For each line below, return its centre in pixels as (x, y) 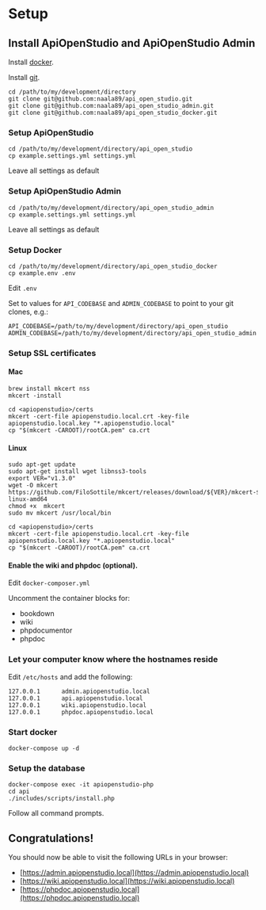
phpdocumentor (46, 630)
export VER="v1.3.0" (42, 479)
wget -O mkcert (33, 486)
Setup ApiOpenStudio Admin (65, 191)
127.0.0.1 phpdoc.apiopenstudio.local (81, 712)
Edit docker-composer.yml (49, 583)
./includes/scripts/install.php (61, 799)
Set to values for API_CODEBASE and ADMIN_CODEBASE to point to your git (121, 303)
